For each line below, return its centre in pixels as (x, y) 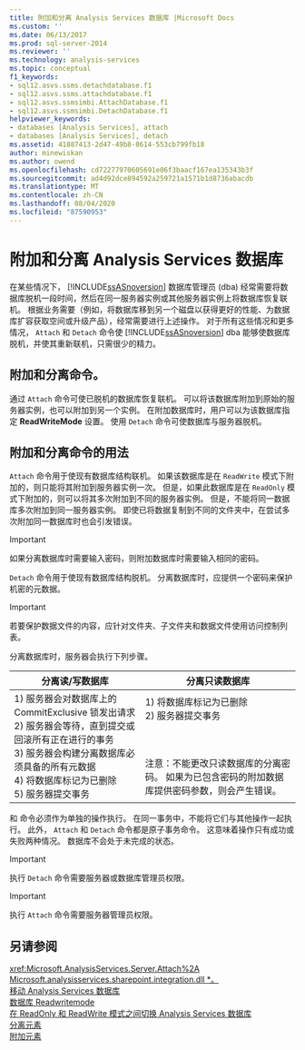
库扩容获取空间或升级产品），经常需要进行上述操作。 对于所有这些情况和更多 (152, 321)
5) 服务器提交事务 (52, 794)
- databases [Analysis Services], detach (89, 136)
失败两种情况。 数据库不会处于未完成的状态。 (94, 841)
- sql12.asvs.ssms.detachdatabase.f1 (81, 85)
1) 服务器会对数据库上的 (65, 698)
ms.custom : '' (36, 26)
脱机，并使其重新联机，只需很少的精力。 (85, 343)
